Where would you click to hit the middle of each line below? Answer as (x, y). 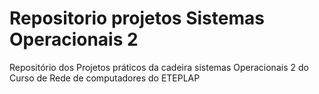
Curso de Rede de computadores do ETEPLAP (105, 78)
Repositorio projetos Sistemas (137, 18)
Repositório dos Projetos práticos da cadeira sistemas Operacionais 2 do (159, 67)
